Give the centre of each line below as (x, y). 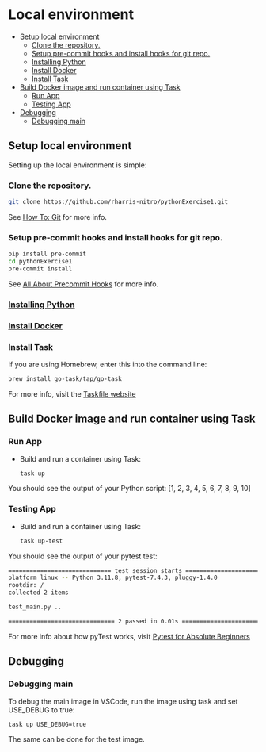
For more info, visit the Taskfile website (72, 393)
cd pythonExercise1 (40, 262)
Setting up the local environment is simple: (78, 165)
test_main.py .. (35, 607)
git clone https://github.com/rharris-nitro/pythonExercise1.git (118, 202)
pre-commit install (40, 269)
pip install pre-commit (47, 254)
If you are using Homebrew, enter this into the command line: (108, 364)
